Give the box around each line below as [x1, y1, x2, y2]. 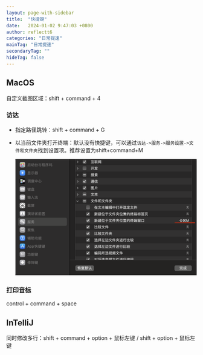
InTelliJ [6, 317, 34, 328]
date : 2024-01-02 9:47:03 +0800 [6, 22, 94, 28]
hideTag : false [6, 55, 45, 61]
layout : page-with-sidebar [6, 10, 74, 16]
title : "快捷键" [6, 16, 47, 22]
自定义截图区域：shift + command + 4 [6, 95, 101, 102]
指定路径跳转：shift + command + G [14, 126, 105, 133]
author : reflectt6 [6, 29, 53, 35]
